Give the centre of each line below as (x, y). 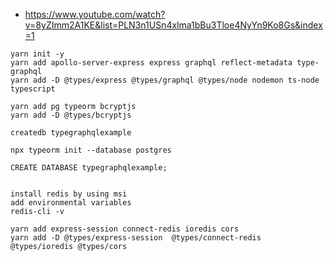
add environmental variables (71, 203)
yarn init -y (37, 54)
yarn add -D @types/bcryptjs (71, 115)
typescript (33, 89)
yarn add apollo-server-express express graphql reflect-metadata (151, 63)
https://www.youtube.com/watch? (95, 14)
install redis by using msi (69, 194)
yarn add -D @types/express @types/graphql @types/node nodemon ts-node (165, 80)
